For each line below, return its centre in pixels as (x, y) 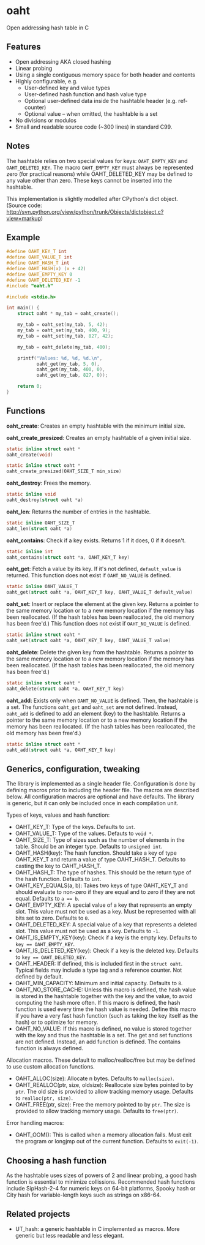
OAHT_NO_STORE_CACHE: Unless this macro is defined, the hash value (106, 990)
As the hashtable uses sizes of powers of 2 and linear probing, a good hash (102, 1175)
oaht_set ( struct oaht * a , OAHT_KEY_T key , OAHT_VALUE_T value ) (89, 641)
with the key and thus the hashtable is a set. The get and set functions (104, 1035)
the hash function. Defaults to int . (58, 879)
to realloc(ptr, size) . (44, 1098)
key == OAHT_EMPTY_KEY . (45, 944)
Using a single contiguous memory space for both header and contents (105, 75)
